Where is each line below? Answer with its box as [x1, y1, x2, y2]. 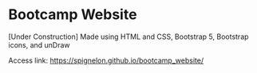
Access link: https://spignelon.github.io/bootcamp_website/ [8, 56, 204, 65]
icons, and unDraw [8, 40, 70, 49]
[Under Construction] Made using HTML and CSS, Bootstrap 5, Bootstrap [8, 32, 249, 41]
